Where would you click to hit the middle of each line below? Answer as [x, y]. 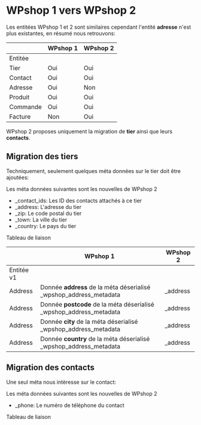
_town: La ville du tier [41, 220]
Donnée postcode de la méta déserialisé [97, 304]
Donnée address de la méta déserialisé [95, 287]
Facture [20, 116]
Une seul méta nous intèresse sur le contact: [61, 382]
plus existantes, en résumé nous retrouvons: [61, 33]
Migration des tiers [42, 157]
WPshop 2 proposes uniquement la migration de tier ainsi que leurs [89, 131]
